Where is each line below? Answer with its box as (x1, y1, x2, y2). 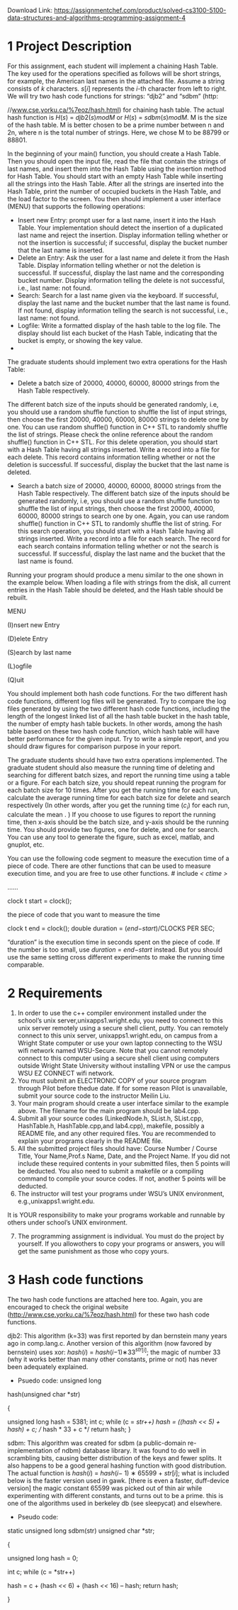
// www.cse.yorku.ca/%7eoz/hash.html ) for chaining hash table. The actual (7, 106, 225, 114)
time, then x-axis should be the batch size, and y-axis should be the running (7, 818, 229, 826)
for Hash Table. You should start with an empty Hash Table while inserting (7, 171, 223, 180)
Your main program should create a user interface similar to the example (17, 1098, 229, 1108)
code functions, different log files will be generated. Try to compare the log (7, 697, 227, 705)
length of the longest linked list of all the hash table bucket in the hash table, (7, 711, 230, 720)
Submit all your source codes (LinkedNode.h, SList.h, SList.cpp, (17, 1114, 204, 1122)
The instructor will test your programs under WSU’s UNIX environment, (17, 1189, 225, 1198)
